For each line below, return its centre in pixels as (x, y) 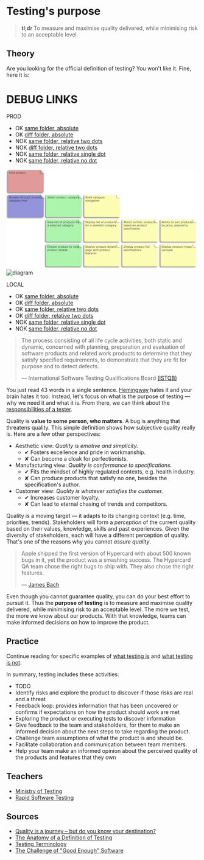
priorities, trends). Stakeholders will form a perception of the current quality (101, 522)
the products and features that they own (65, 757)
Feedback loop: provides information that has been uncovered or (97, 705)
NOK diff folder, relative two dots (56, 147)
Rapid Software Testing (44, 797)
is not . (14, 662)
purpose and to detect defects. (60, 366)
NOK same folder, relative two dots (59, 141)
